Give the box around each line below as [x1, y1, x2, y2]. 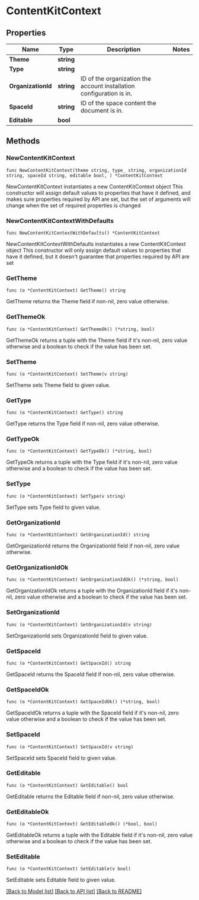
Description [107, 46, 141, 53]
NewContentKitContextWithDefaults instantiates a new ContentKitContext [6, 240, 186, 247]
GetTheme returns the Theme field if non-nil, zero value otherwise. [6, 298, 169, 305]
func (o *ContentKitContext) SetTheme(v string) [6, 371, 129, 377]
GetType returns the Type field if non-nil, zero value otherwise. [6, 420, 160, 427]
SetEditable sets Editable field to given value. [6, 876, 116, 883]
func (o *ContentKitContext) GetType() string [6, 410, 123, 416]
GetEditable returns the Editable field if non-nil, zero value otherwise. [6, 793, 175, 800]
